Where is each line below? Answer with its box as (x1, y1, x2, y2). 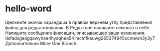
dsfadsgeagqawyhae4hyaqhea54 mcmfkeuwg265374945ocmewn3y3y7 (5, 35, 156, 41)
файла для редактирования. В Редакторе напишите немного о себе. (5, 24, 151, 30)
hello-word (5, 3, 52, 14)
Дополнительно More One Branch (5, 40, 77, 46)
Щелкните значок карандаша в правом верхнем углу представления (5, 19, 153, 25)
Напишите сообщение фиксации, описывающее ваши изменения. (5, 30, 146, 36)
